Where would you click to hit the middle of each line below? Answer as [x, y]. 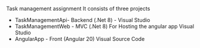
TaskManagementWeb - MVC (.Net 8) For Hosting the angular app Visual [104, 26]
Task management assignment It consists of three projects [78, 9]
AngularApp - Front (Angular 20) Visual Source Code [80, 39]
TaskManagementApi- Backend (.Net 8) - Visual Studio [82, 20]
